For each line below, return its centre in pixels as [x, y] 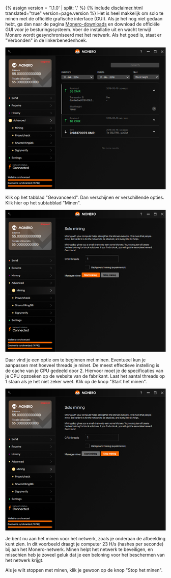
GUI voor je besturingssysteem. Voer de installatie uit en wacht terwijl [78, 30]
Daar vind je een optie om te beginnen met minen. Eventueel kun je [76, 360]
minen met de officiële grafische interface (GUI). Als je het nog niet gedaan [84, 19]
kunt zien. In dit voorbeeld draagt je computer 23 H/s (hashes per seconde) [84, 544]
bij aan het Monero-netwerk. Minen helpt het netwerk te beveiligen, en [79, 549]
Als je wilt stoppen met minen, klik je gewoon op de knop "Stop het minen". [84, 570]
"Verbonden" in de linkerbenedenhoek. [46, 40]
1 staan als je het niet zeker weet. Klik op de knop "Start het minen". [76, 382]
